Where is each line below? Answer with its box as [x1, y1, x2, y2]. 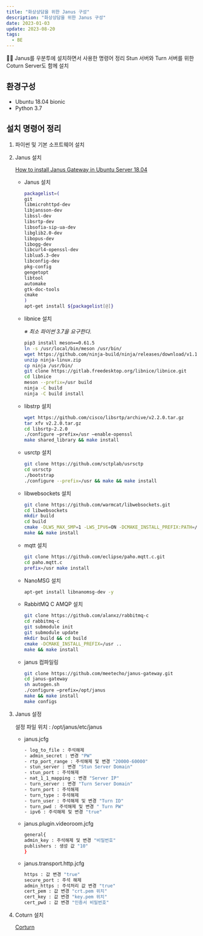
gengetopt [24, 269, 50, 275]
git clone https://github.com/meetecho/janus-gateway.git [24, 670, 173, 676]
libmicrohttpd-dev [24, 201, 71, 208]
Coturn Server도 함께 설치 [6, 62, 69, 69]
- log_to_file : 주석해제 [24, 747, 85, 753]
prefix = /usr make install [24, 565, 89, 571]
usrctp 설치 [24, 449, 52, 456]
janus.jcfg [24, 735, 49, 742]
